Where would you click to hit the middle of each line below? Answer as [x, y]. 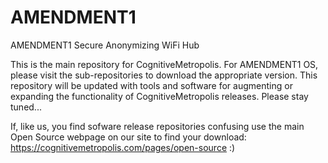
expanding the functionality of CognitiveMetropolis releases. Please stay [159, 96]
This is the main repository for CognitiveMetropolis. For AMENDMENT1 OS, [164, 64]
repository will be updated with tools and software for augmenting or [151, 85]
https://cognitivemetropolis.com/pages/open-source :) [123, 147]
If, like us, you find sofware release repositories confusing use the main [157, 126]
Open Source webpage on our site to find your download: [128, 137]
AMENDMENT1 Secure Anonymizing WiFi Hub [105, 45]
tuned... [26, 107]
